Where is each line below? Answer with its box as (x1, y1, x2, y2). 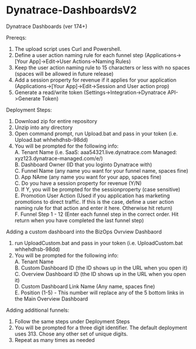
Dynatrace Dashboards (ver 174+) (6, 23, 88, 30)
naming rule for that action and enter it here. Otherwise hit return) (14, 204, 173, 211)
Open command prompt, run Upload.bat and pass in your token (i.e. (14, 130, 178, 137)
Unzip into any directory (14, 124, 73, 131)
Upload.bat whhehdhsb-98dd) (14, 136, 88, 143)
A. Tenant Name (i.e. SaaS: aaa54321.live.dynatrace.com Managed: (14, 148, 177, 155)
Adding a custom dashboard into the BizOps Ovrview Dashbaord (6, 228, 162, 235)
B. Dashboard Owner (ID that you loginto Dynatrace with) (14, 161, 152, 168)
